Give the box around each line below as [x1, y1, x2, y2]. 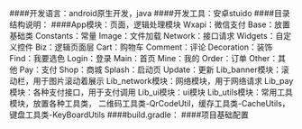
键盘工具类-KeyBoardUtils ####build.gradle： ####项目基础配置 [9, 109, 250, 120]
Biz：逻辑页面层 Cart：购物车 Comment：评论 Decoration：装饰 [34, 41, 273, 52]
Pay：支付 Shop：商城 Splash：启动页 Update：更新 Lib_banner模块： [19, 64, 282, 75]
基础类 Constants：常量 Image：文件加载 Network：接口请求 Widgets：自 [9, 31, 284, 41]
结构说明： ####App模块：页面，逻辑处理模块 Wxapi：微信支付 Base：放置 [9, 19, 290, 30]
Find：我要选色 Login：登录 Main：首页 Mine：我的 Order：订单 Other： [9, 53, 279, 63]
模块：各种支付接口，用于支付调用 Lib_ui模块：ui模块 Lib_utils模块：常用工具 [9, 87, 293, 97]
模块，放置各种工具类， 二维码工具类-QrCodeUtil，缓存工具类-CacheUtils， [9, 98, 290, 108]
